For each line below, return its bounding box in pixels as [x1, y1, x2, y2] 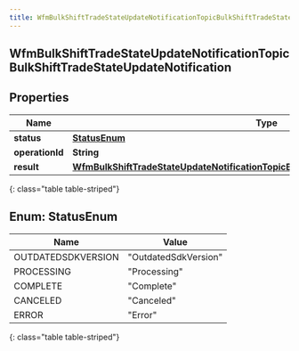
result [13, 160, 40, 173]
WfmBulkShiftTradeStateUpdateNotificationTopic [9, 46, 290, 61]
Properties [9, 90, 69, 105]
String [72, 146, 100, 159]
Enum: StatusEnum [9, 209, 118, 224]
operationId [13, 146, 64, 159]
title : [9, 12, 34, 22]
